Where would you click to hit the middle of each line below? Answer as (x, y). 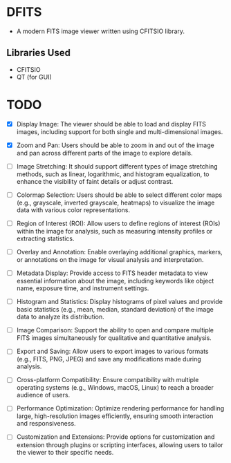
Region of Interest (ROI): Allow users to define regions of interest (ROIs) (118, 223)
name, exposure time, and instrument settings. (83, 288)
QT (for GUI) (34, 77)
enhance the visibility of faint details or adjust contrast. (95, 181)
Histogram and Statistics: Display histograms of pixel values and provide (119, 302)
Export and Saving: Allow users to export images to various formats (112, 351)
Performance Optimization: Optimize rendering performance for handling (120, 408)
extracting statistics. (45, 238)
